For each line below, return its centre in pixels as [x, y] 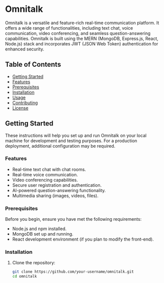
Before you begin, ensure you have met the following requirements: [73, 219]
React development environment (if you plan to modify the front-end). [83, 239]
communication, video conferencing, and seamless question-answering [78, 33]
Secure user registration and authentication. [57, 185]
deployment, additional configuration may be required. [60, 146]
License [20, 108]
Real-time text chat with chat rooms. [49, 169]
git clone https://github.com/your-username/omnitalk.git [73, 272]
